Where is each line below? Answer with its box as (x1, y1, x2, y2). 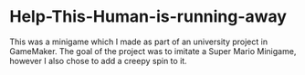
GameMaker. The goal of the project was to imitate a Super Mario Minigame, (9, 45, 297, 56)
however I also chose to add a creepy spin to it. (9, 55, 187, 66)
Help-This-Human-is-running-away (9, 6, 288, 27)
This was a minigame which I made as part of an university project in (9, 36, 268, 47)
